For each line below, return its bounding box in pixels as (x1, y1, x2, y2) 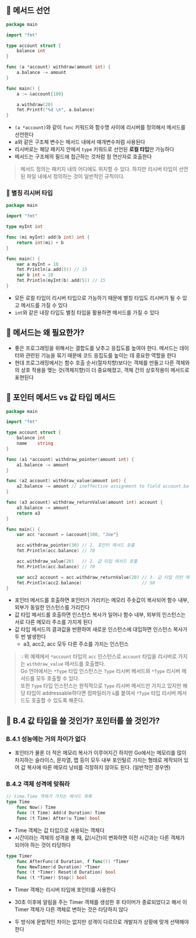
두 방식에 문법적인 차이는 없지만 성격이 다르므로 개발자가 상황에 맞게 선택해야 (14, 919, 190, 926)
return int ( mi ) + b (16, 240, 64, 245)
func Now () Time (16, 804, 57, 810)
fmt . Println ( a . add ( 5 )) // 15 (16, 267, 87, 272)
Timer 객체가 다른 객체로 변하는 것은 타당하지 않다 (14, 906, 128, 913)
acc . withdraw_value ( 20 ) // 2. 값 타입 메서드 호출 (16, 558, 138, 564)
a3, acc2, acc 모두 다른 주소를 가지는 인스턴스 (23, 640, 129, 647)
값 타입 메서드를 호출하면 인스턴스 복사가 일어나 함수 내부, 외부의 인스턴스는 (14, 611, 186, 618)
